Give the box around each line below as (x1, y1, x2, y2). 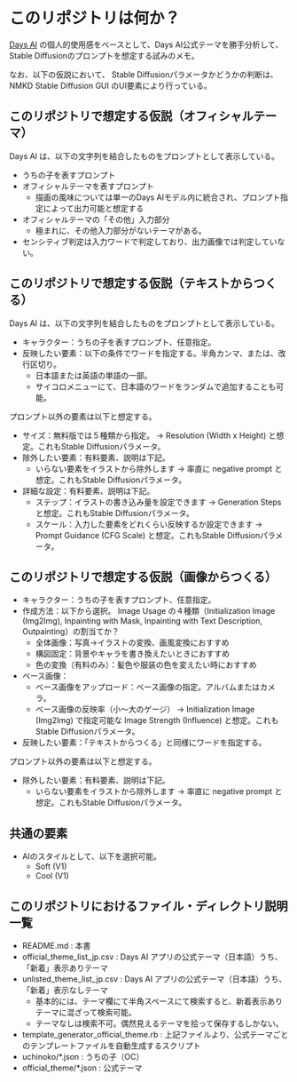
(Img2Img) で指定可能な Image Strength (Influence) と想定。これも (35, 715, 279, 726)
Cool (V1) (35, 871, 69, 881)
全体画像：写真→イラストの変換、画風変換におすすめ (35, 637, 230, 648)
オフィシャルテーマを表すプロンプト (21, 180, 155, 191)
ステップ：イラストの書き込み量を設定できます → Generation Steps (35, 497, 282, 507)
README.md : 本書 (21, 941, 91, 951)
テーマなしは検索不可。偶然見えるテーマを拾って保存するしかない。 (35, 1018, 284, 1029)
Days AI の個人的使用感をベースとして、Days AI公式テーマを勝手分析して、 (9, 39, 284, 50)
